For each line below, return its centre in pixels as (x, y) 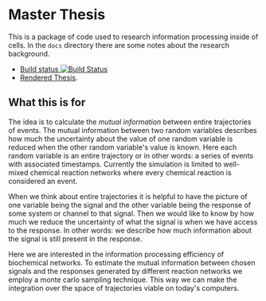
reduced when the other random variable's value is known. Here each (123, 147)
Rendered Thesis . (49, 77)
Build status (39, 68)
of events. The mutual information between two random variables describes (133, 130)
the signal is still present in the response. (75, 238)
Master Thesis (57, 15)
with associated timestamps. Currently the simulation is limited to (115, 164)
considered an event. (43, 181)
